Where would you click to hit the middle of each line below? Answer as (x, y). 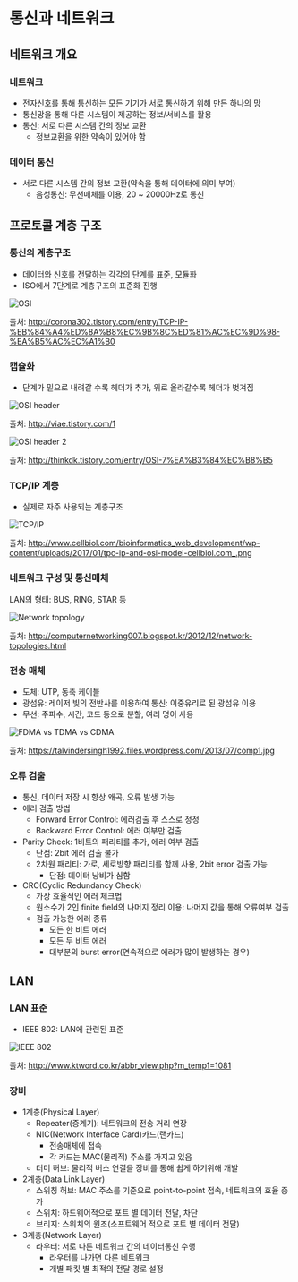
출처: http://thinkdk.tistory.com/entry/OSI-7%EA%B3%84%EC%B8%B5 (141, 460)
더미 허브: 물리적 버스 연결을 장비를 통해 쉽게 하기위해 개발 (137, 1168)
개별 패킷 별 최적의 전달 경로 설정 (106, 1269)
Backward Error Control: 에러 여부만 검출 (109, 831)
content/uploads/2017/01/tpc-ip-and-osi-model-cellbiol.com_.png (131, 553)
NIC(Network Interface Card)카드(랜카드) (110, 1134)
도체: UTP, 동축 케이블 (61, 692)
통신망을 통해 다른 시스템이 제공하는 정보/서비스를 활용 (117, 114)
